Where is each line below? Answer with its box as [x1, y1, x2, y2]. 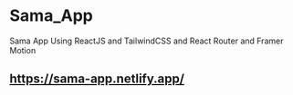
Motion [9, 44, 37, 55]
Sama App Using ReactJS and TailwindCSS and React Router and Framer [9, 35, 284, 46]
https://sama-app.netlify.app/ [9, 71, 185, 87]
